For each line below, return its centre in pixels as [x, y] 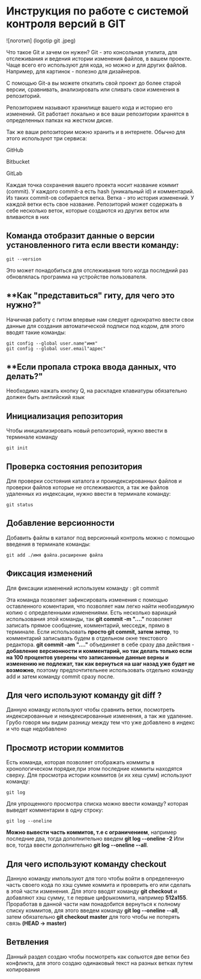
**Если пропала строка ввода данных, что [91, 367]
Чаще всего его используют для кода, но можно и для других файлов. [97, 65]
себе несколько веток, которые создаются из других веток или [88, 210]
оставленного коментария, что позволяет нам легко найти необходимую [100, 606]
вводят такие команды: [36, 332]
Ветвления [28, 942]
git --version [24, 259]
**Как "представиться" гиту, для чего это [91, 296]
